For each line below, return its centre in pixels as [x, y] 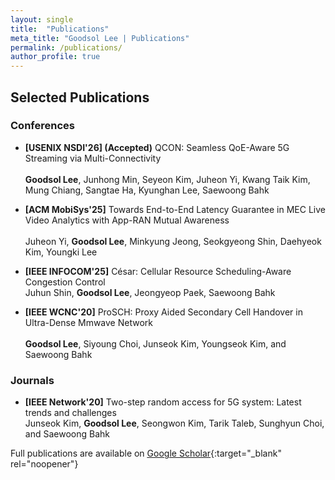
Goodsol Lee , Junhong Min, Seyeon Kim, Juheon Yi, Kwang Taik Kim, [167, 179]
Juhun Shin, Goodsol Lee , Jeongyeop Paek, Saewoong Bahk [150, 292]
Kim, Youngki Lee [61, 252]
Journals [32, 380]
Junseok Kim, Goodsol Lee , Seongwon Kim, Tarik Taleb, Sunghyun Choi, [174, 423]
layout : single [42, 19]
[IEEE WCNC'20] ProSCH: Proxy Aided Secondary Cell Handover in [163, 312]
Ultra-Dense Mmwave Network [88, 322]
